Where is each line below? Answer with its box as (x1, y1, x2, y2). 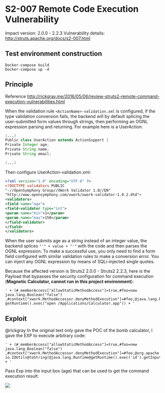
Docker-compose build (5, 62, 50, 67)
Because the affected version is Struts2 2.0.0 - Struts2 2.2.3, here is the (5, 268, 151, 274)
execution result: (5, 373, 39, 379)
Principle (5, 80, 33, 89)
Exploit (5, 314, 27, 323)
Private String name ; (5, 147, 50, 152)
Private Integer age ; (5, 142, 50, 147)
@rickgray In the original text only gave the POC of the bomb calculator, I (5, 328, 153, 334)
